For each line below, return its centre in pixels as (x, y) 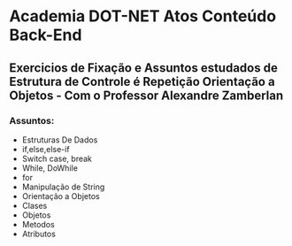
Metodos (38, 224)
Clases (35, 205)
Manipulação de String (63, 187)
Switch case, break (57, 158)
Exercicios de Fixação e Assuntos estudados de (144, 68)
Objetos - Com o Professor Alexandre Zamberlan (146, 95)
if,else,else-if (46, 149)
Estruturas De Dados (60, 140)
